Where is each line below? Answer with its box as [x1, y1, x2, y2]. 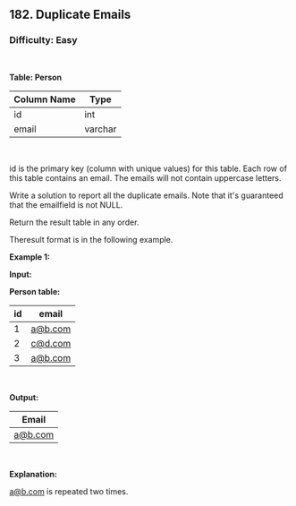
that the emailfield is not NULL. [9, 199, 123, 210]
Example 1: [9, 251, 51, 262]
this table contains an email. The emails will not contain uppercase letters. [9, 172, 282, 183]
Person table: [9, 286, 61, 296]
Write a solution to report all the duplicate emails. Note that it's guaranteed [9, 190, 283, 201]
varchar [84, 123, 117, 135]
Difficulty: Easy [9, 34, 78, 47]
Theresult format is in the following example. [9, 234, 173, 244]
